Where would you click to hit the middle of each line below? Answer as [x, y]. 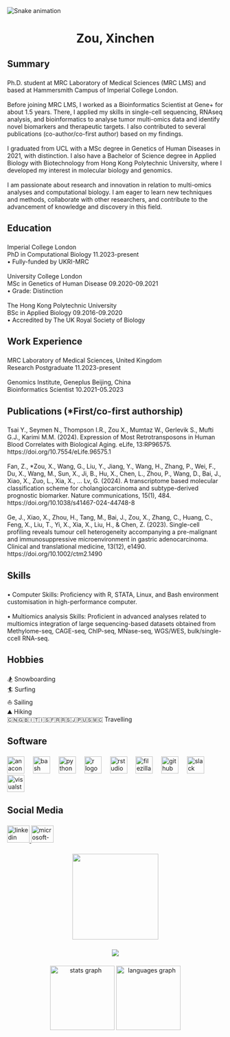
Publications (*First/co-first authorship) [95, 411]
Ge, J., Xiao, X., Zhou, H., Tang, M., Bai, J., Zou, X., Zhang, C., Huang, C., [110, 517]
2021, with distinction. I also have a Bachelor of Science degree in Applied [112, 155]
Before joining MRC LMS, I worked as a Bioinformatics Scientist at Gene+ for [115, 104]
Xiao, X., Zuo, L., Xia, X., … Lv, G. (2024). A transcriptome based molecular [113, 481]
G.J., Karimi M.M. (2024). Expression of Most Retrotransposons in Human [111, 437]
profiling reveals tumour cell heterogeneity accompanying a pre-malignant [112, 532]
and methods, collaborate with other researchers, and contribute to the [107, 199]
